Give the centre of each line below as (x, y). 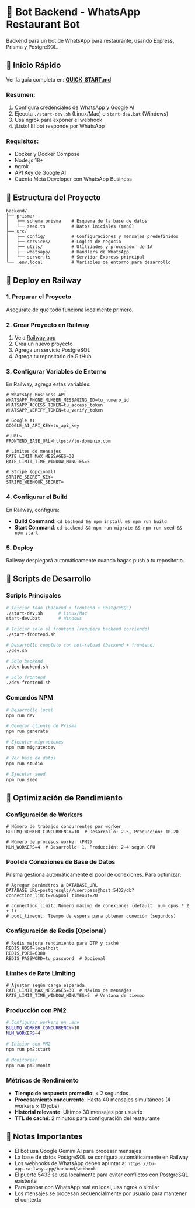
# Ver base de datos (31, 758)
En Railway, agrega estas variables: (48, 384)
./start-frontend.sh (31, 635)
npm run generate (27, 732)
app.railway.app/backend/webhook (55, 1169)
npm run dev (20, 715)
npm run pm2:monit (28, 1066)
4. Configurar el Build (37, 497)
